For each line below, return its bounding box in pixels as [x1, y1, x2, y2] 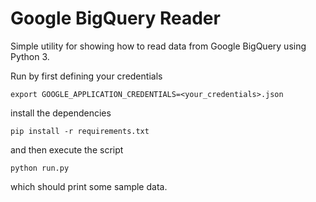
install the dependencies [10, 107, 112, 119]
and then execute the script [10, 143, 124, 156]
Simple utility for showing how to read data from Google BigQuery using [10, 40, 307, 52]
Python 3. [10, 50, 50, 62]
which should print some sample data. [10, 180, 168, 192]
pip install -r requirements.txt [10, 126, 150, 136]
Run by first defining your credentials [10, 70, 163, 82]
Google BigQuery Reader [10, 7, 221, 30]
